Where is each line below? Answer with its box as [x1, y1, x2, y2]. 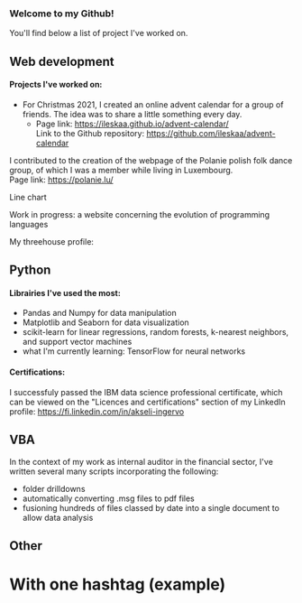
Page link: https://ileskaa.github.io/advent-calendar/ [35, 118, 230, 129]
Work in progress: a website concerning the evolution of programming [9, 209, 270, 219]
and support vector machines [22, 337, 133, 348]
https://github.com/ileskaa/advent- [146, 127, 277, 138]
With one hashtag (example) [9, 574, 226, 595]
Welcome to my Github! [9, 7, 114, 20]
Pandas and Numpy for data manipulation [22, 308, 178, 319]
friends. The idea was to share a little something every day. [22, 108, 243, 119]
